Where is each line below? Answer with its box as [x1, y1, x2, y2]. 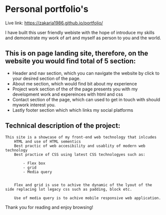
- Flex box [23, 160, 46, 166]
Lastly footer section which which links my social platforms [12, 107, 133, 113]
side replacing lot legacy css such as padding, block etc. [5, 187, 133, 192]
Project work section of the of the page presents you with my [12, 86, 138, 92]
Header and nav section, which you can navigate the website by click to [12, 70, 160, 76]
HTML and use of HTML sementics [14, 139, 81, 144]
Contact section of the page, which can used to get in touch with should [12, 96, 161, 102]
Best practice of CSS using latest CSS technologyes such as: [14, 152, 146, 157]
